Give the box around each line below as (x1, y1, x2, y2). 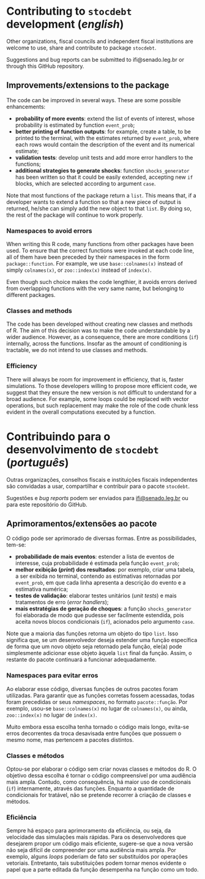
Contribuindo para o (6, 430, 111, 443)
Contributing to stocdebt (6, 4, 132, 18)
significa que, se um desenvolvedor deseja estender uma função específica (6, 637, 198, 644)
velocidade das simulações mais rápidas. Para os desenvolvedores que (6, 834, 187, 841)
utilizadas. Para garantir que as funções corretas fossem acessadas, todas (6, 692, 195, 699)
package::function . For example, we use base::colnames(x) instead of (6, 260, 184, 267)
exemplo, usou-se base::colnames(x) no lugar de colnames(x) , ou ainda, (6, 705, 188, 712)
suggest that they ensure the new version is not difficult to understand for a (6, 389, 197, 396)
